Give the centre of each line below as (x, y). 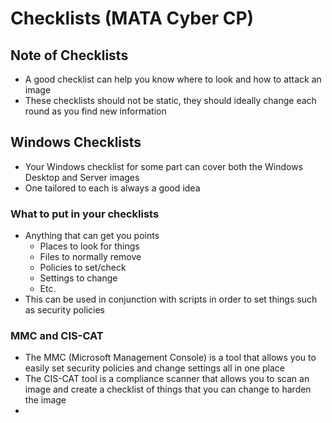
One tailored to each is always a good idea (112, 188)
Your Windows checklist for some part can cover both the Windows (163, 166)
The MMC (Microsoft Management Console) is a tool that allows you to (170, 358)
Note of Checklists (69, 55)
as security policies (64, 310)
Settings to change (78, 278)
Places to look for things (89, 246)
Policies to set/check (83, 268)
